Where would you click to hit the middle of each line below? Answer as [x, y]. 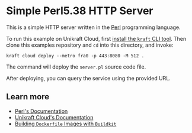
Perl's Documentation [41, 111]
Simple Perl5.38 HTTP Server [80, 11]
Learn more [28, 97]
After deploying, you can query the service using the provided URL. [88, 78]
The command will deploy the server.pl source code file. [76, 67]
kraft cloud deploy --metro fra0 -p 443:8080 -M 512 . [75, 56]
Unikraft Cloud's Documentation [54, 117]
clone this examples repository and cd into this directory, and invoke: [90, 45]
